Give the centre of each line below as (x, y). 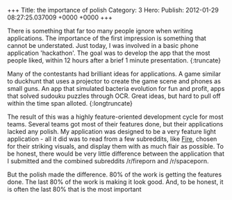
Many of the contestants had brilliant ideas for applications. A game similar (114, 74)
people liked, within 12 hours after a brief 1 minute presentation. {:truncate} (114, 60)
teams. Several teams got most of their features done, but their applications (115, 124)
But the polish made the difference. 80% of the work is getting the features (115, 174)
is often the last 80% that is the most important (74, 189)
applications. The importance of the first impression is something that (107, 38)
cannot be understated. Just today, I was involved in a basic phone (103, 45)
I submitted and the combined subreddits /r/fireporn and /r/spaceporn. (108, 161)
